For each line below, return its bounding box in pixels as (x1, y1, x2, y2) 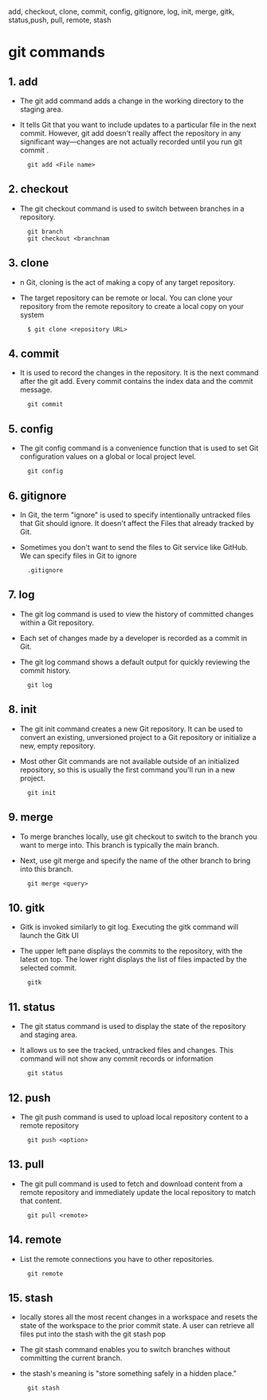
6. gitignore (8, 488, 67, 502)
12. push (8, 1091, 51, 1105)
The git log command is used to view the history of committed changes (19, 609, 254, 619)
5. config (8, 422, 53, 436)
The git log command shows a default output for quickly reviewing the (19, 657, 250, 666)
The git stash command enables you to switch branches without (19, 1345, 231, 1355)
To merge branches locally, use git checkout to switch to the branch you (19, 832, 257, 841)
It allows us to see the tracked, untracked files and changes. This (19, 1046, 234, 1055)
